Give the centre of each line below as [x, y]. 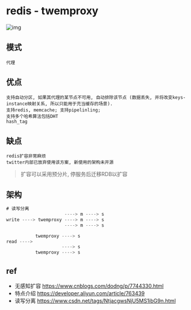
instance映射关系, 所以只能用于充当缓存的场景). [60, 104]
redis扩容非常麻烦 [26, 156]
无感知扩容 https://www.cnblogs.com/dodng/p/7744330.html [89, 286]
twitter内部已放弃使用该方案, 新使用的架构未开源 [60, 162]
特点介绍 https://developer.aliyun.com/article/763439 [80, 293]
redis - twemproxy [52, 11]
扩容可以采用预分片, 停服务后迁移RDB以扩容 [74, 174]
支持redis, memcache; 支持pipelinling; [54, 110]
